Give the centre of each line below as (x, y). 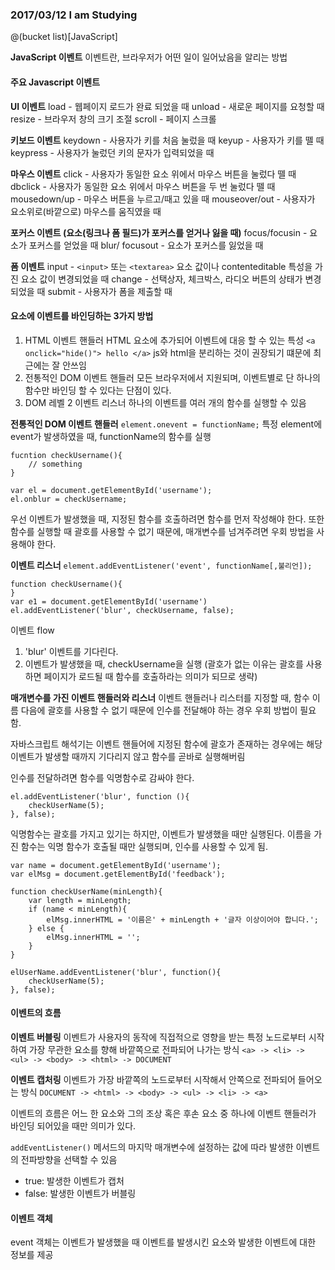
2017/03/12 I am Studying (74, 15)
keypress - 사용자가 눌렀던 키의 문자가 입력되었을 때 (112, 152)
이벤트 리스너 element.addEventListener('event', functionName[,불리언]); (161, 565)
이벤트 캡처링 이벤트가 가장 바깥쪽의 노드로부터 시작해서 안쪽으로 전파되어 (153, 1079)
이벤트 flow (32, 630)
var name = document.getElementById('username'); (116, 865)
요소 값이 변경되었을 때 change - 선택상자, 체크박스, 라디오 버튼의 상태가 (161, 279)
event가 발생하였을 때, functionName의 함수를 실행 (111, 436)
